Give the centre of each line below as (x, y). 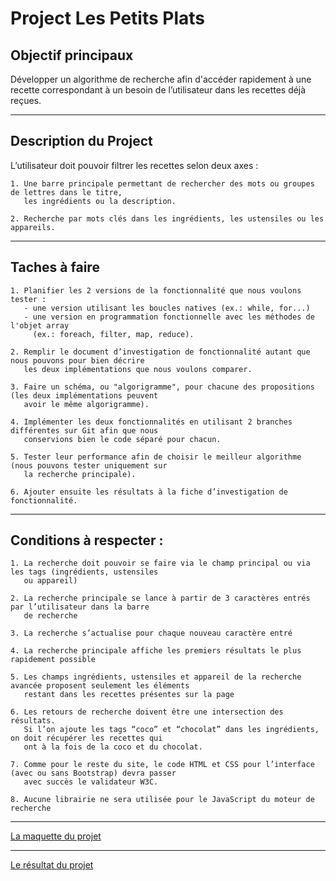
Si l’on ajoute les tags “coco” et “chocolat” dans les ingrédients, (171, 730)
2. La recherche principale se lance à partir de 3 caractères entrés (160, 598)
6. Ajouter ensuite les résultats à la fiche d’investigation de (149, 492)
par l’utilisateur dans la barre (80, 607)
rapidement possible (53, 660)
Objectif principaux (72, 55)
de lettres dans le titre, (66, 192)
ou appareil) (50, 581)
